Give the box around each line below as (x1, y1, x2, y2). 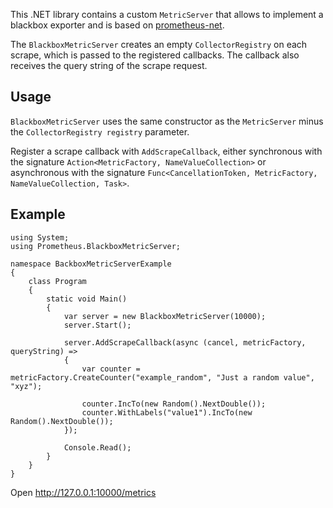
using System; (10, 232, 70, 243)
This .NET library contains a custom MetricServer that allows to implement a (10, 9, 324, 20)
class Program (28, 276, 87, 286)
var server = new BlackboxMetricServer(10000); (63, 311, 267, 321)
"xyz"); (10, 381, 43, 391)
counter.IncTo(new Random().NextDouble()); (81, 399, 267, 409)
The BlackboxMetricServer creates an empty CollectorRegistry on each (10, 39, 308, 50)
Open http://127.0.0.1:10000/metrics (10, 486, 157, 498)
